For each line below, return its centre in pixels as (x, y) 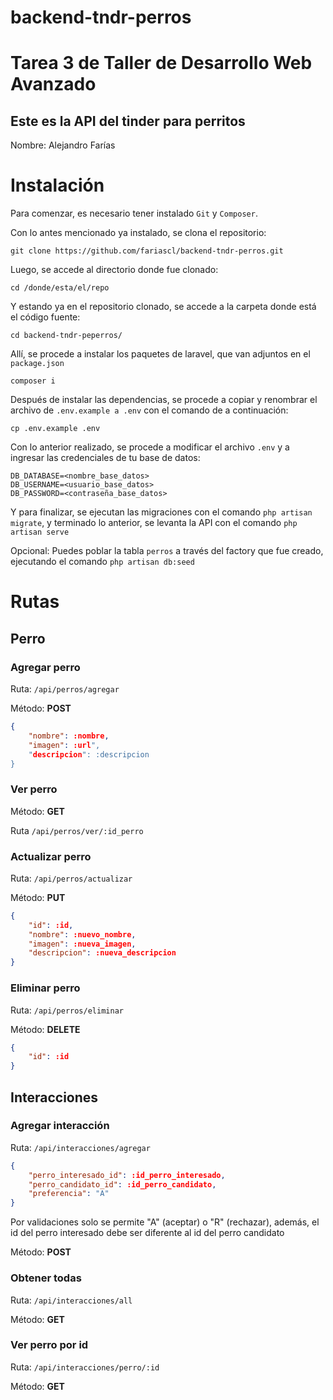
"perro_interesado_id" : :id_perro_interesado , (127, 1175)
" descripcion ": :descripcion (89, 754)
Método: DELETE (45, 1029)
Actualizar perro (51, 856)
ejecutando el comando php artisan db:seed (102, 562)
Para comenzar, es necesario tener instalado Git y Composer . (134, 213)
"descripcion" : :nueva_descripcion (102, 953)
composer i (33, 381)
